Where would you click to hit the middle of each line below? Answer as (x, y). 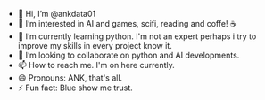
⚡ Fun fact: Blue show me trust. (75, 88)
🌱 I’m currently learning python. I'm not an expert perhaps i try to (137, 36)
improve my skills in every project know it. (95, 46)
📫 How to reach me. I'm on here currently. (96, 65)
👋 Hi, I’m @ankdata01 (57, 14)
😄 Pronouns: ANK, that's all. (70, 78)
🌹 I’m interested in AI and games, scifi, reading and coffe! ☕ (127, 23)
